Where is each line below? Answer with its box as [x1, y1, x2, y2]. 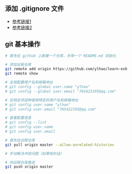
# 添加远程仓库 [5, 62, 32, 67]
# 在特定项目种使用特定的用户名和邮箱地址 [5, 98, 79, 103]
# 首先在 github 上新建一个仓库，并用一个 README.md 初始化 [5, 53, 116, 58]
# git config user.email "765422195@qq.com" [5, 106, 97, 112]
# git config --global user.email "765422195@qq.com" [5, 89, 117, 94]
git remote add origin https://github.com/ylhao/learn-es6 [5, 67, 128, 71]
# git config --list [5, 120, 47, 125]
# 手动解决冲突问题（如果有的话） [5, 151, 64, 156]
